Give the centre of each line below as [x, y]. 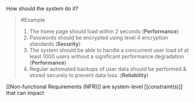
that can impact [25, 93]
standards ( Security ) [55, 44]
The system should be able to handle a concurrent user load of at [109, 50]
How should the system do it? [42, 9]
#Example [33, 20]
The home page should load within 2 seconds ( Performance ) [104, 31]
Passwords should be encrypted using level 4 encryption [99, 37]
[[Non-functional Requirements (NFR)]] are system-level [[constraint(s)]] [95, 87]
